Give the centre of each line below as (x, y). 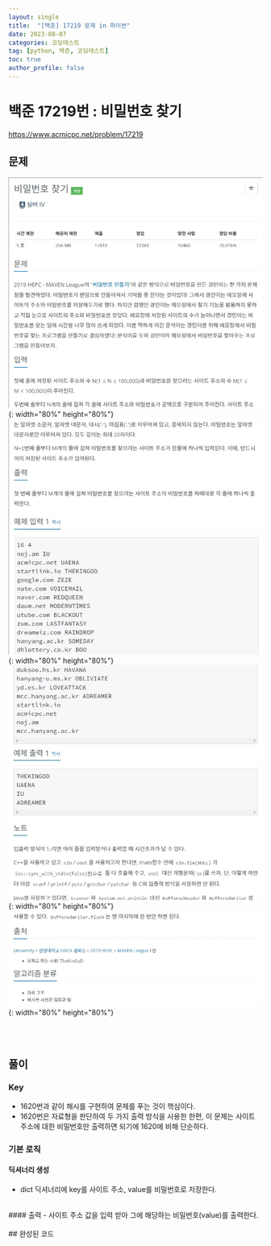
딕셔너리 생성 (29, 1170)
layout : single (34, 17)
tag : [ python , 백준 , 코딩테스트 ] (58, 51)
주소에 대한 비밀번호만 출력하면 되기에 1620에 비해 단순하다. (114, 1126)
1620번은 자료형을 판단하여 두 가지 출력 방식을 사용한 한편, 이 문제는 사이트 (138, 1116)
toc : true (25, 60)
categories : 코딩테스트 (44, 43)
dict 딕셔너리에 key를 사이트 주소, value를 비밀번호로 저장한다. (119, 1189)
